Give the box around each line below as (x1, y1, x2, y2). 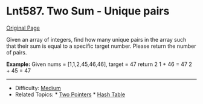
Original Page (6, 24, 40, 31)
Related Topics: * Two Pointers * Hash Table (14, 91, 126, 98)
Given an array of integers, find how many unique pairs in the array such (6, 36, 187, 43)
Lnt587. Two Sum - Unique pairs (6, 4, 170, 18)
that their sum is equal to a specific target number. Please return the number (6, 42, 196, 50)
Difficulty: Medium (14, 84, 62, 91)
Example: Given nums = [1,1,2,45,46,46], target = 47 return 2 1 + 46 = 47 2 (6, 60, 192, 68)
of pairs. (6, 48, 27, 56)
